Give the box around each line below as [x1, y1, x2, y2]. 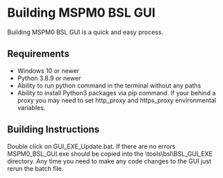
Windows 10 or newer [17, 66, 80, 74]
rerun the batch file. [7, 164, 64, 172]
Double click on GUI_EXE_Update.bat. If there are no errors [7, 142, 176, 150]
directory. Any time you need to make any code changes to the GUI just [7, 156, 212, 165]
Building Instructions [7, 124, 100, 136]
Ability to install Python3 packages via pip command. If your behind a [17, 88, 216, 97]
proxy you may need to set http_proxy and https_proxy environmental [17, 96, 217, 104]
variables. [17, 103, 46, 112]
